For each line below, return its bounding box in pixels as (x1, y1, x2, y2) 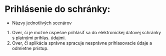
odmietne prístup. (11, 45, 48, 51)
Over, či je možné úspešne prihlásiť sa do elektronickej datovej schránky (11, 29, 161, 35)
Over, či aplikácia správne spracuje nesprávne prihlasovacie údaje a (11, 40, 152, 46)
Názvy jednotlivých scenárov (11, 20, 72, 26)
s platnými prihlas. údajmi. (11, 35, 66, 41)
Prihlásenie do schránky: (4, 3, 110, 15)
